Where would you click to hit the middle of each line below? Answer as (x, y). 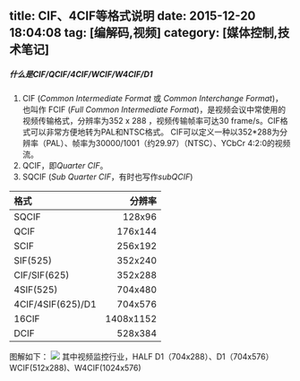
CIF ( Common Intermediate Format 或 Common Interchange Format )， (153, 99)
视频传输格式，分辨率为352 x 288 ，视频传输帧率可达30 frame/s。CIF (151, 121)
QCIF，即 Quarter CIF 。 (65, 166)
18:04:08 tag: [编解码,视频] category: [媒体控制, (144, 33)
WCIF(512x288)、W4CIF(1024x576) (75, 368)
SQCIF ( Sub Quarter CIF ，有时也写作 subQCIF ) (107, 177)
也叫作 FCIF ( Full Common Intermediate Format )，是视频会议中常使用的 (154, 109)
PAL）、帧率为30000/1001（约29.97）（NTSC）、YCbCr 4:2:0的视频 (168, 143)
